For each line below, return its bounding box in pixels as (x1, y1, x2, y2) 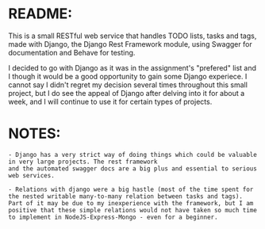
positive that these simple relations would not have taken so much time (8, 206, 258, 214)
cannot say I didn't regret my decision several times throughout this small (8, 80, 248, 90)
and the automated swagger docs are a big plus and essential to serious (8, 164, 258, 173)
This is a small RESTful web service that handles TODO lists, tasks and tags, (8, 31, 257, 40)
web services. (8, 171, 56, 179)
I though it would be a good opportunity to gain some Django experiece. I (8, 71, 248, 81)
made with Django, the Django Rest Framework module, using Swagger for (8, 39, 252, 48)
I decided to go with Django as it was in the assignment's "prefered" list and (8, 63, 256, 72)
